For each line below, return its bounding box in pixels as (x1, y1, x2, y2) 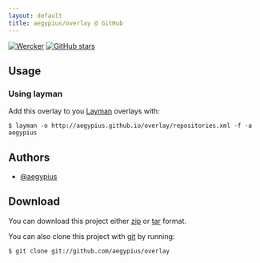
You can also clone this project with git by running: (8, 231, 175, 241)
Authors (8, 150, 50, 164)
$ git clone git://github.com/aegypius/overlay (8, 247, 170, 255)
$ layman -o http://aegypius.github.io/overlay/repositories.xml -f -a (8, 122, 252, 130)
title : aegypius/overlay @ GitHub (8, 19, 124, 27)
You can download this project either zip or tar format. (8, 216, 186, 225)
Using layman (8, 88, 63, 99)
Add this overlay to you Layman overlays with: (8, 106, 160, 116)
